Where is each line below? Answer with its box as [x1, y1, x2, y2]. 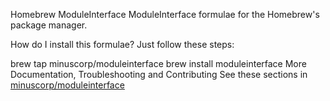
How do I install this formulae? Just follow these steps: [10, 39, 235, 50]
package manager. [10, 19, 88, 31]
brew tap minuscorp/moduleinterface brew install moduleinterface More [10, 58, 307, 69]
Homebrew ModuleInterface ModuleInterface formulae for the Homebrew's [10, 9, 320, 20]
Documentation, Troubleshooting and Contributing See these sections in [10, 69, 308, 80]
